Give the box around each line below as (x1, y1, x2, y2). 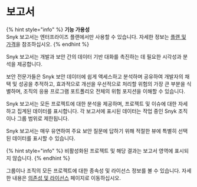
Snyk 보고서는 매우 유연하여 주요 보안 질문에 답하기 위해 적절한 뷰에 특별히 (6, 127, 177, 134)
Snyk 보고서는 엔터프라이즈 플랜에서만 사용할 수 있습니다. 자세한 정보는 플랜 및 (6, 33, 187, 40)
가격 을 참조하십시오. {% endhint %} (6, 41, 90, 48)
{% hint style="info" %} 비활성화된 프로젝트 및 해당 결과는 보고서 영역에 (6, 147, 173, 154)
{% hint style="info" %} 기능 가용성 (6, 26, 90, 33)
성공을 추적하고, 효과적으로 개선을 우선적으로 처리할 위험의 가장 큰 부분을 (18, 80, 186, 87)
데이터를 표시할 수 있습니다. (12, 135, 75, 142)
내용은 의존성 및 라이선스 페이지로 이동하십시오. (12, 174, 122, 181)
